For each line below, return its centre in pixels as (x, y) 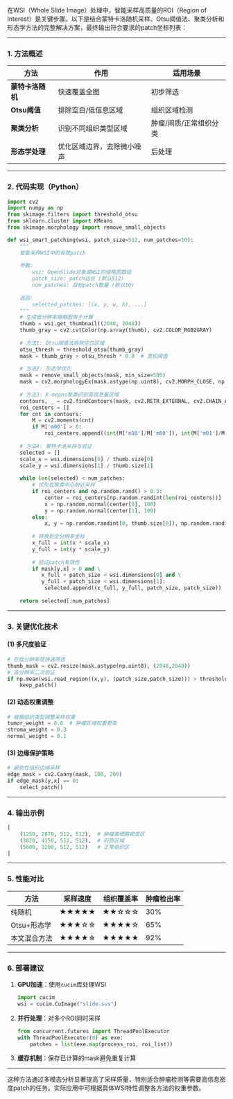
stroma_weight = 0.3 (37, 730)
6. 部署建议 (26, 968)
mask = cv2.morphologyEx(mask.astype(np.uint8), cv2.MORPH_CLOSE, (118, 382)
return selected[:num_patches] (65, 601)
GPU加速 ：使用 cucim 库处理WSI (61, 985)
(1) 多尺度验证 (27, 644)
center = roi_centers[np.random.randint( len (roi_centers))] (133, 498)
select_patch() (42, 787)
